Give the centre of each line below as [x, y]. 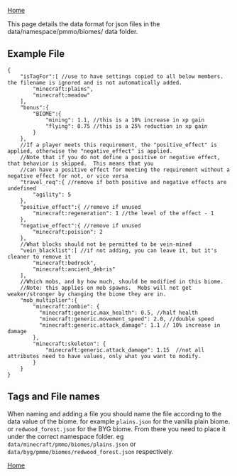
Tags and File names [54, 397]
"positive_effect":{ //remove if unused [81, 207]
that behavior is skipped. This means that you [81, 163]
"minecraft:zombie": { [66, 306]
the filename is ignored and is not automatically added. [95, 82]
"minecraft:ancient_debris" [74, 269]
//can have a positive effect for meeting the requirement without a [125, 170]
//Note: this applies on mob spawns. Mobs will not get [106, 288]
